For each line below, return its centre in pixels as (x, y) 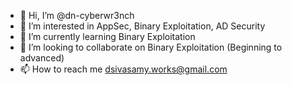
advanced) (42, 58)
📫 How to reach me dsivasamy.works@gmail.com (123, 69)
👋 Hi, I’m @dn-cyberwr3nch (77, 15)
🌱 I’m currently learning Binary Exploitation (107, 36)
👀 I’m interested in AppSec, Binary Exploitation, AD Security (142, 26)
